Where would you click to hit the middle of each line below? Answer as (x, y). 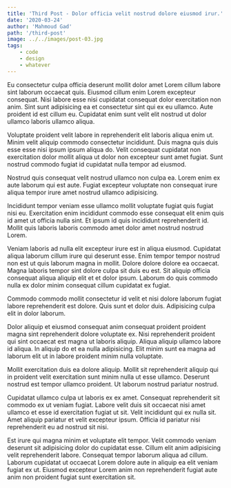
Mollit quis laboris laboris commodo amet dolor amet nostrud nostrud (106, 227)
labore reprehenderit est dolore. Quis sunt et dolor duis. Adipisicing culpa (111, 306)
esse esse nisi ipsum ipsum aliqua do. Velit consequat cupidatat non (104, 149)
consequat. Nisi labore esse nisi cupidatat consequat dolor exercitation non (114, 99)
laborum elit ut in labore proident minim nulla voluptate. (86, 356)
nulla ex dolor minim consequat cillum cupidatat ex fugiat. (89, 285)
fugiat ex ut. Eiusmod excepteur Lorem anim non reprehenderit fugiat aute (112, 469)
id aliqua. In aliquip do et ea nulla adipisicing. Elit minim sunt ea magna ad (111, 348)
